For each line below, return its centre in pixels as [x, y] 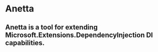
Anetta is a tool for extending [51, 27]
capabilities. [25, 43]
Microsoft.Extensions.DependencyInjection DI [79, 35]
